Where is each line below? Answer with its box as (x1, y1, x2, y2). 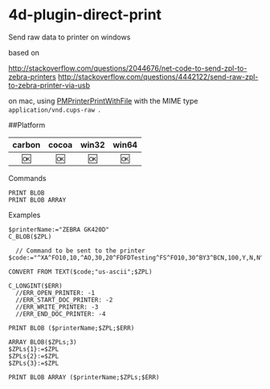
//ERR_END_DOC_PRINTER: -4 (15, 309, 106, 318)
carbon (12, 139, 41, 150)
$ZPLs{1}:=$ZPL (8, 345, 59, 353)
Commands (8, 173, 47, 182)
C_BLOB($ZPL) (8, 232, 52, 240)
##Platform (8, 120, 46, 129)
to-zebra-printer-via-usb (8, 80, 91, 90)
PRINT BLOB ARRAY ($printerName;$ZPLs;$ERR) (8, 373, 160, 381)
